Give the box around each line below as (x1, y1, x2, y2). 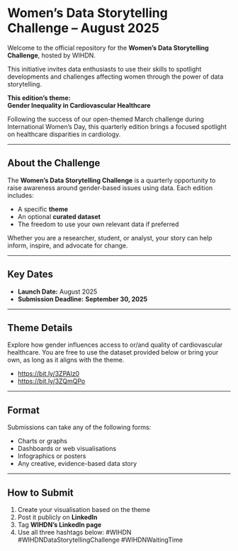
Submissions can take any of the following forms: (7, 423, 152, 432)
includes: (7, 191, 34, 199)
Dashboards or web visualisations (17, 445, 117, 453)
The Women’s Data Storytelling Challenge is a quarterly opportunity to (7, 176, 216, 184)
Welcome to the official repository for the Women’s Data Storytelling (7, 43, 209, 52)
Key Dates (7, 268, 54, 281)
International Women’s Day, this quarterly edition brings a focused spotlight (7, 122, 227, 130)
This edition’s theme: (7, 94, 71, 102)
